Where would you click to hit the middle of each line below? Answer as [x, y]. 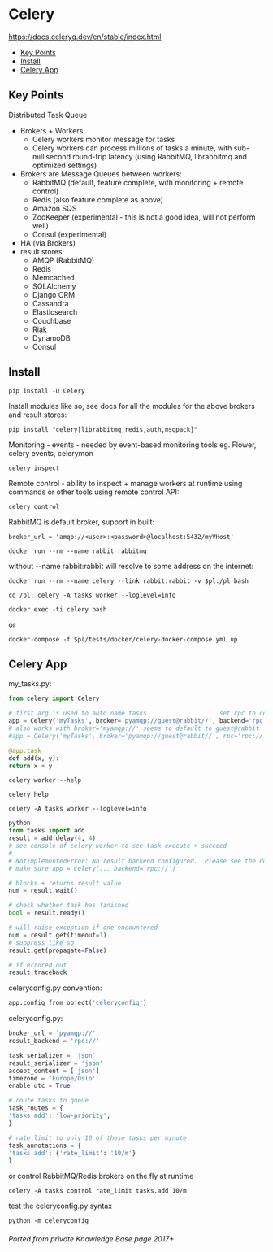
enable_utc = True [39, 1086]
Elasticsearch [55, 312]
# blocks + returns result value [65, 883]
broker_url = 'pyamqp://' [52, 1033]
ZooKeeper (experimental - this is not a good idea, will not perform [144, 217]
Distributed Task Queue [48, 115]
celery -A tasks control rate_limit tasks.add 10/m [97, 1191]
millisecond [52, 156]
